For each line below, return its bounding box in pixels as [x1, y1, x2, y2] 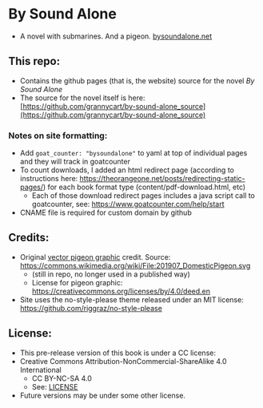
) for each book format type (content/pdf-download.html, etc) [42, 182, 246, 192]
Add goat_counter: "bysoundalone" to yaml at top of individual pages [19, 148, 248, 158]
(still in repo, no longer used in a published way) [31, 269, 190, 279]
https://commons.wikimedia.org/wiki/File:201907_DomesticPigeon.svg [19, 261, 251, 270]
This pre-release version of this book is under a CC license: [19, 348, 216, 358]
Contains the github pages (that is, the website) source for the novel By [19, 75, 255, 85]
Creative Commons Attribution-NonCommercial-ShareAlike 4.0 [19, 356, 227, 366]
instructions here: [19, 174, 78, 184]
